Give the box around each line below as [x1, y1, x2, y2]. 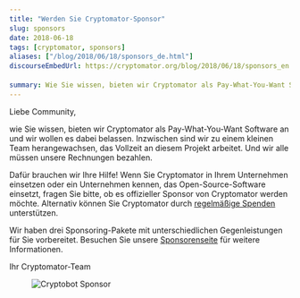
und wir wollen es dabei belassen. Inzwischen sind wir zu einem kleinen [9, 132, 274, 143]
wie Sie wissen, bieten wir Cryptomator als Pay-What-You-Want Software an [9, 123, 289, 134]
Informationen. [9, 243, 63, 254]
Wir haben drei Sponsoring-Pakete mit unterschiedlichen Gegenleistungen [9, 225, 283, 235]
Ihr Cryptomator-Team [9, 260, 91, 272]
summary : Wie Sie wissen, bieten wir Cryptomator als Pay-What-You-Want [9, 81, 286, 89]
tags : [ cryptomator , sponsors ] [9, 43, 126, 52]
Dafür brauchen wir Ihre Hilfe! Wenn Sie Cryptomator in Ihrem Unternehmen [9, 169, 288, 180]
